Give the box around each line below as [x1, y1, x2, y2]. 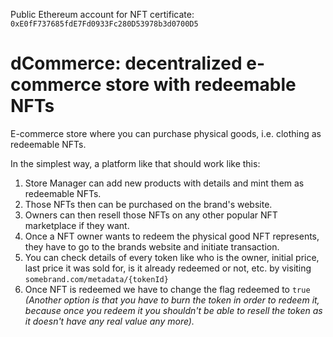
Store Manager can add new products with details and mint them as [24, 177, 305, 189]
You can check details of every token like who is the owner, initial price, [24, 251, 320, 263]
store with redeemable [104, 74, 297, 96]
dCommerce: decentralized [10, 52, 243, 75]
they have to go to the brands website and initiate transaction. [24, 240, 280, 253]
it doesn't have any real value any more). [24, 315, 195, 327]
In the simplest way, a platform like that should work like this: [10, 157, 261, 169]
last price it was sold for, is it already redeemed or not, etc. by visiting [24, 262, 312, 274]
